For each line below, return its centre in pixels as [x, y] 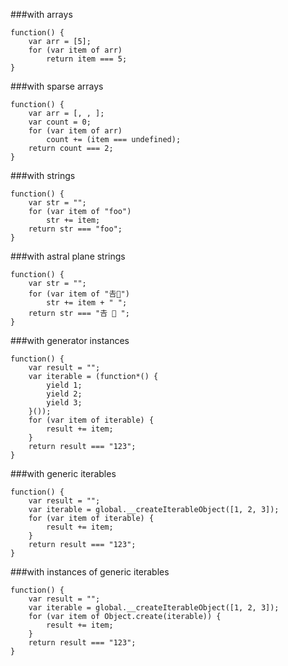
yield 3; [64, 403]
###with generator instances [70, 340]
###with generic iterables [63, 473]
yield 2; [64, 394]
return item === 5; [87, 59]
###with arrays [41, 14]
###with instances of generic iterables [90, 572]
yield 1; [64, 385]
